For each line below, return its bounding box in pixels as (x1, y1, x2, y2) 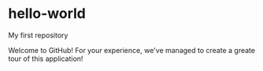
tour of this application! (8, 54, 83, 63)
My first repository (8, 30, 69, 40)
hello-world (8, 5, 87, 23)
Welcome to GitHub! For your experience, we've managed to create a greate (8, 45, 256, 55)
